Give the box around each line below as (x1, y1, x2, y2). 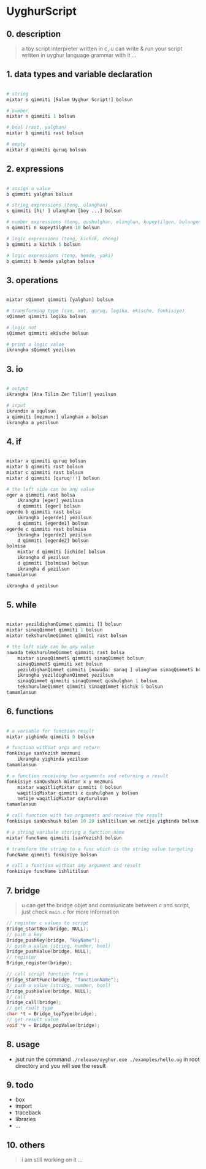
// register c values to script (6, 920, 89, 926)
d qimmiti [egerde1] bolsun (17, 520, 89, 527)
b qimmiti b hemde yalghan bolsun (6, 258, 95, 264)
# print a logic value (6, 341, 64, 348)
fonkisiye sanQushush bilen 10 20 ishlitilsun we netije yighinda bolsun (6, 818, 199, 824)
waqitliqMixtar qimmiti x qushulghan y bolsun (17, 790, 139, 796)
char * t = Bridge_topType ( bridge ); (6, 1011, 97, 1017)
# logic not (6, 324, 37, 330)
